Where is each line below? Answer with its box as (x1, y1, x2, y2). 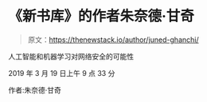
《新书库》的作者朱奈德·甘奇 (8, 7, 195, 25)
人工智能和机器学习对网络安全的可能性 (8, 51, 134, 61)
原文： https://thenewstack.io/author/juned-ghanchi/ (27, 35, 199, 44)
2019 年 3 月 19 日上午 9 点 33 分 (8, 68, 115, 77)
